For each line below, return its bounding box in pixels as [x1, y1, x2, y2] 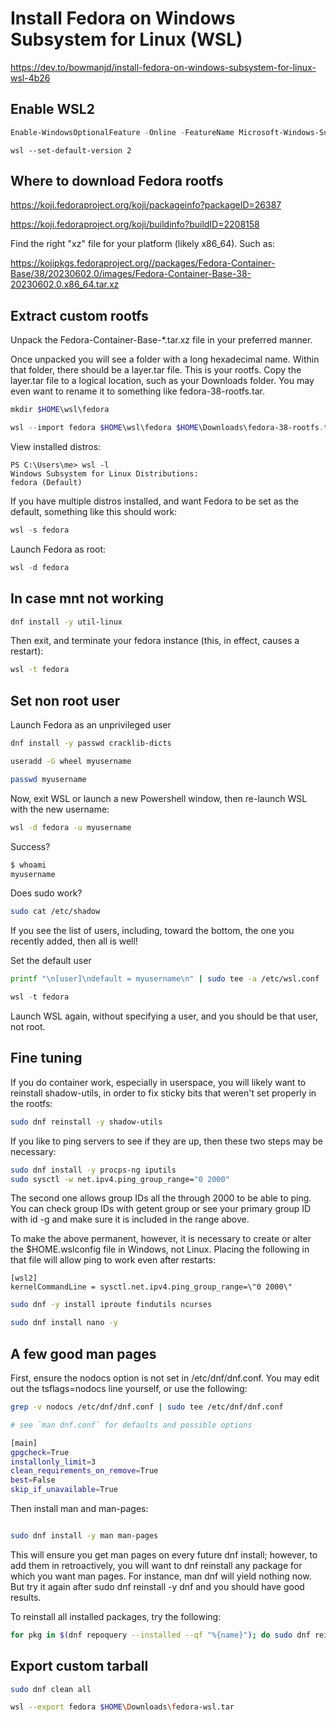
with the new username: [10, 803, 110, 815]
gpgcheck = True [10, 1447, 70, 1457]
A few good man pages [10, 1345, 157, 1362]
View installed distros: [10, 441, 102, 452]
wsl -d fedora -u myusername [10, 822, 132, 832]
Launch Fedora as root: [10, 543, 107, 555]
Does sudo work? [10, 887, 83, 899]
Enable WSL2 [10, 101, 95, 118]
